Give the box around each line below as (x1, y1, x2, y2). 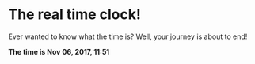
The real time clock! (8, 6, 141, 24)
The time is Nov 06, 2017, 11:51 (8, 47, 110, 56)
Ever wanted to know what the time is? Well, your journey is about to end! (8, 32, 248, 41)
